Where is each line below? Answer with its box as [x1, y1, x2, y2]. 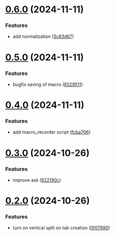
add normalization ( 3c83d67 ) [12, 33, 74, 39]
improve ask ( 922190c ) [12, 177, 61, 183]
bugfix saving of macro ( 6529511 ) [12, 81, 83, 88]
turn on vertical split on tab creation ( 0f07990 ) [12, 225, 110, 231]
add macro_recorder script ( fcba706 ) [12, 129, 91, 135]
